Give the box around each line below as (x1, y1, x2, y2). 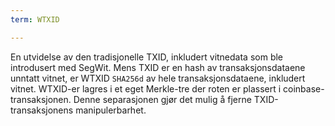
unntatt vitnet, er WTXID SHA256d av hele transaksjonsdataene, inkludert (10, 72, 306, 84)
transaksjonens (10, 104, 74, 116)
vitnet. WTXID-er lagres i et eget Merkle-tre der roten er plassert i (10, 82, 282, 95)
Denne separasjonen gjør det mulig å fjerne (73, 93, 252, 105)
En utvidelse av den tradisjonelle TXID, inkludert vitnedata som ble (10, 51, 284, 63)
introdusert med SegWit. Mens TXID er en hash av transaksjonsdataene (10, 61, 306, 73)
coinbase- (283, 82, 325, 95)
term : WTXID (10, 14, 60, 25)
